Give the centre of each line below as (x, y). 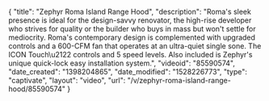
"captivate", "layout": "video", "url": (67, 80)
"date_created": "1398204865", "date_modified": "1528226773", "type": (128, 72)
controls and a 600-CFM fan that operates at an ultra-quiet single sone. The (135, 46)
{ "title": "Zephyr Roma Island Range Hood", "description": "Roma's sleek (130, 12)
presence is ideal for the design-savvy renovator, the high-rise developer (130, 20)
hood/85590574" (37, 89)
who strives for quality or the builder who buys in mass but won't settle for (132, 29)
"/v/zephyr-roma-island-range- (179, 80)
